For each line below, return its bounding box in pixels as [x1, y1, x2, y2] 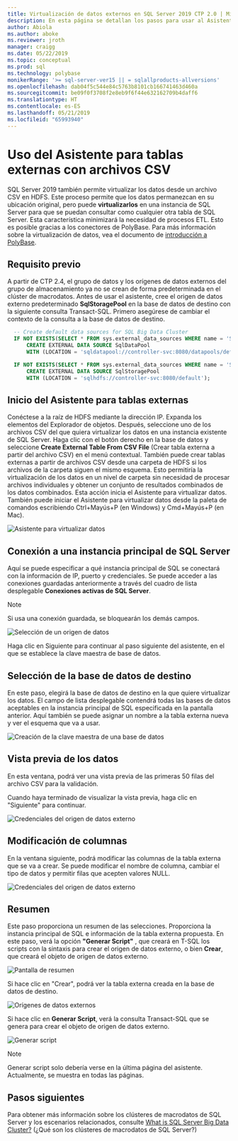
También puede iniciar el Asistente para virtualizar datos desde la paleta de [7, 496, 227, 505]
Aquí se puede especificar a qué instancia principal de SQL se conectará [7, 564, 220, 573]
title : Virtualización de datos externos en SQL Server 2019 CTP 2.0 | [7, 10, 223, 18]
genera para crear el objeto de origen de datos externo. [7, 1023, 170, 1031]
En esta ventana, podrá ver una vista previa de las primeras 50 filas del [7, 771, 215, 781]
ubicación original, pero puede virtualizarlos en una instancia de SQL [7, 200, 211, 209]
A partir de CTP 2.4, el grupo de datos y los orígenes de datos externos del [7, 277, 227, 286]
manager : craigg [7, 43, 55, 50]
